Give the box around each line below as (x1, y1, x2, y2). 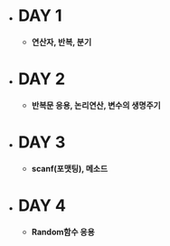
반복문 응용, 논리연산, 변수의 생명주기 (31, 99, 161, 110)
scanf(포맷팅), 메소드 (31, 163, 109, 174)
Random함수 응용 (31, 226, 95, 237)
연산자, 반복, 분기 (31, 36, 92, 47)
